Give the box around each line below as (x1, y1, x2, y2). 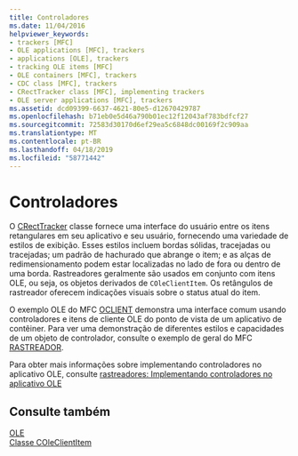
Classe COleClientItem (9, 437, 92, 448)
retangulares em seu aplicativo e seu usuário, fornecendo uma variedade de (9, 230, 289, 241)
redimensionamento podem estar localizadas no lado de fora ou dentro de (9, 259, 281, 269)
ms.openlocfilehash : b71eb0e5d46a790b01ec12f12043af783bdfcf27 (9, 112, 249, 121)
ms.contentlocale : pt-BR (9, 137, 101, 146)
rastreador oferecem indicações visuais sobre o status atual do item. (9, 287, 261, 298)
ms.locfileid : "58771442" (9, 153, 105, 163)
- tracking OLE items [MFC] (9, 63, 114, 72)
